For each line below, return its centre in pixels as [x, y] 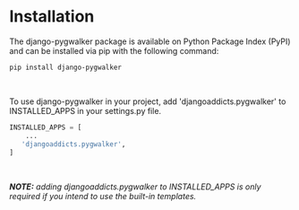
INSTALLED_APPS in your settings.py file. [85, 110]
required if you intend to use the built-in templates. [103, 197]
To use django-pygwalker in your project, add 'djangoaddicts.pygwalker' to [148, 101]
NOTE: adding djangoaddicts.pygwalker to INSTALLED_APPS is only [135, 187]
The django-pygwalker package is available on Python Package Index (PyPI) [150, 41]
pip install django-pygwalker [66, 67]
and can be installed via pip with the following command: [114, 50]
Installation [52, 17]
